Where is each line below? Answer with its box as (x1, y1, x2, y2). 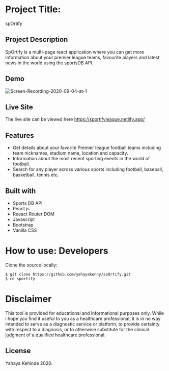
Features (5, 131, 34, 140)
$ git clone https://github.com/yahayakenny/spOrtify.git (5, 271, 131, 277)
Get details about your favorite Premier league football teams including (12, 144, 161, 151)
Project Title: (5, 4, 61, 15)
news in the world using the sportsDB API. (5, 60, 94, 66)
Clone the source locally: (5, 262, 58, 268)
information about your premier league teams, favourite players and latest (5, 54, 160, 60)
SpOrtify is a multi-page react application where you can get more (5, 48, 144, 55)
